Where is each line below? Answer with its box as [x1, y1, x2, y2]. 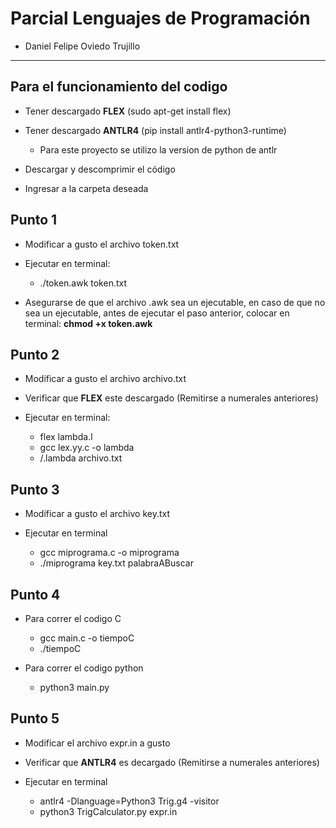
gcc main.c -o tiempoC [39, 632, 135, 644]
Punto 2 [10, 346, 60, 363]
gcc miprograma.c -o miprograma [39, 547, 180, 559]
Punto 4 [10, 586, 61, 603]
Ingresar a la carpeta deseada [24, 182, 149, 194]
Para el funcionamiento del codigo [10, 78, 228, 96]
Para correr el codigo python [24, 662, 144, 674]
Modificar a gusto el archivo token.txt [24, 238, 180, 250]
